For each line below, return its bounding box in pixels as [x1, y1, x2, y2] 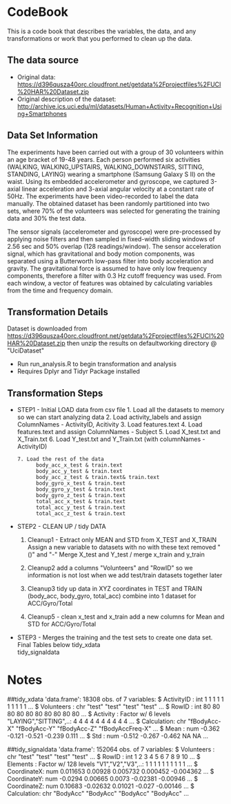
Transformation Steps [7, 387, 103, 399]
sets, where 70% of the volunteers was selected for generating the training [7, 207, 221, 215]
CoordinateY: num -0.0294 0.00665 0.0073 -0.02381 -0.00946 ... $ [7, 775, 199, 783]
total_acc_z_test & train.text [35, 510, 126, 517]
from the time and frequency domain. [7, 286, 113, 295]
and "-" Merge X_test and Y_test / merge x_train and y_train [37, 550, 205, 559]
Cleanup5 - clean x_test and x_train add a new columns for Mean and [27, 613, 225, 621]
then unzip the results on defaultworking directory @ [66, 339, 217, 348]
